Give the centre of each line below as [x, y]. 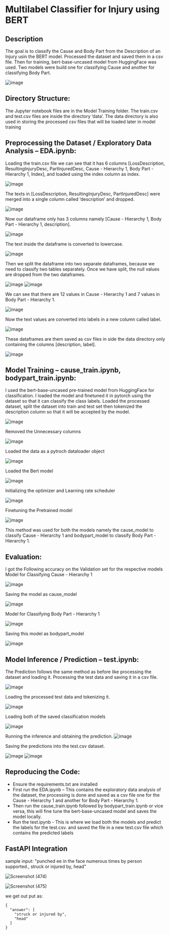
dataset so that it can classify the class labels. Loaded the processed [77, 401]
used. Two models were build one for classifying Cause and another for [80, 67]
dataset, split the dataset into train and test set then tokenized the [74, 406]
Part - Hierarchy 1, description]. [38, 224]
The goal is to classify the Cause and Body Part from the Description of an [83, 51]
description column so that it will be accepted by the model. [68, 412]
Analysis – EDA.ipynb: [41, 151]
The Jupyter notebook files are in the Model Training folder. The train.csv [82, 111]
